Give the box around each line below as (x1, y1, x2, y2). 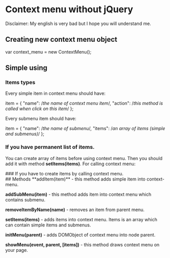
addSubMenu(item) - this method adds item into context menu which (5, 191, 152, 197)
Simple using (5, 64, 47, 72)
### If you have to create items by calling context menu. (5, 170, 124, 176)
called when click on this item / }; (5, 106, 74, 112)
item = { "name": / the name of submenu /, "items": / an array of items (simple (5, 125, 165, 132)
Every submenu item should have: (5, 116, 76, 122)
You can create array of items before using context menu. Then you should (5, 155, 163, 161)
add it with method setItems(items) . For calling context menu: (5, 161, 136, 167)
